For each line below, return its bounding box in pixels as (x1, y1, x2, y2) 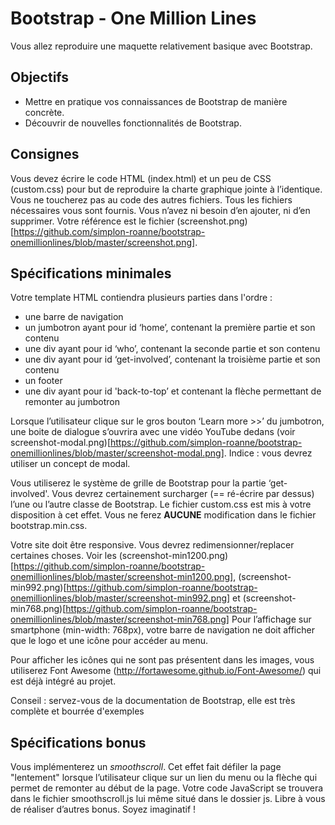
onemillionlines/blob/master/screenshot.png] (10, 236, 196, 248)
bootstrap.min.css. (10, 520, 88, 532)
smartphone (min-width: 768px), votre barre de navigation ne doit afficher (10, 624, 315, 636)
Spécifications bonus (10, 734, 147, 751)
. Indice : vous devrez (223, 447, 313, 459)
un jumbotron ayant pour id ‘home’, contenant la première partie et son (24, 322, 316, 334)
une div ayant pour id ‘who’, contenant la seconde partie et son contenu (24, 343, 321, 355)
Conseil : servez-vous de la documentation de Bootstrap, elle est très (10, 695, 296, 707)
